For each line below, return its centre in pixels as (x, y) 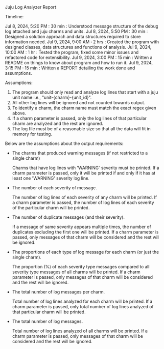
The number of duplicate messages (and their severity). (68, 217)
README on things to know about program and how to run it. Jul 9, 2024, (79, 63)
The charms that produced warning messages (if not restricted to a (80, 153)
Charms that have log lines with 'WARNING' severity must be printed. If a (86, 168)
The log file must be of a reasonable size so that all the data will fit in (81, 129)
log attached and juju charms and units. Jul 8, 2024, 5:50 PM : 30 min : (77, 31)
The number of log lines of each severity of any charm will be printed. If (84, 197)
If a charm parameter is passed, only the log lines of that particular (79, 118)
